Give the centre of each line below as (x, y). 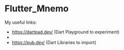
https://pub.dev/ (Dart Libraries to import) (54, 42)
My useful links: (21, 22)
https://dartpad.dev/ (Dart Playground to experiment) (65, 32)
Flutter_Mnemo (37, 9)
